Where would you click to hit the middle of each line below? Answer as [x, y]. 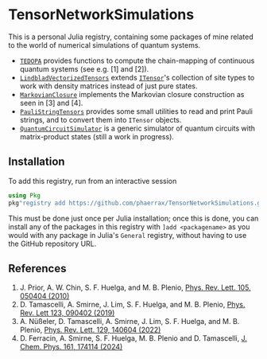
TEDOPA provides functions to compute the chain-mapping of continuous [137, 60]
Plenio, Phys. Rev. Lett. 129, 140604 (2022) [90, 330]
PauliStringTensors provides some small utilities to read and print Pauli [136, 111]
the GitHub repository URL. [52, 244]
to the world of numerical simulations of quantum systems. [104, 45]
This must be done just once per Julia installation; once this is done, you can [133, 218]
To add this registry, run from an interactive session [93, 181]
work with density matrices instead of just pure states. [108, 86]
